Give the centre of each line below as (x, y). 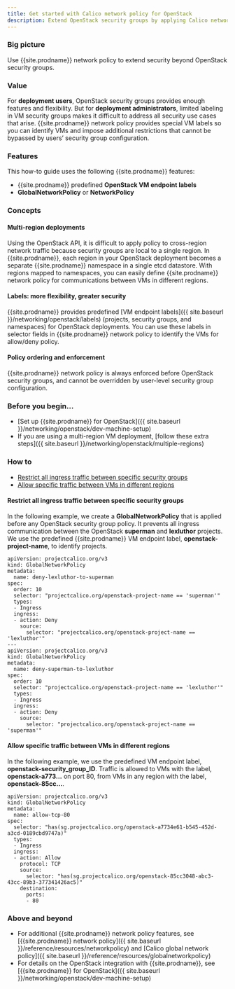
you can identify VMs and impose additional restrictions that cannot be (109, 131)
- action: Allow (37, 858)
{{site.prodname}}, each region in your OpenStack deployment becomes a (114, 258)
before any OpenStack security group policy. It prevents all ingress (103, 523)
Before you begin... (41, 406)
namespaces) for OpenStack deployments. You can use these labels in (109, 326)
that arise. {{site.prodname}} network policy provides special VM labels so (114, 123)
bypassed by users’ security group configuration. (78, 138)
